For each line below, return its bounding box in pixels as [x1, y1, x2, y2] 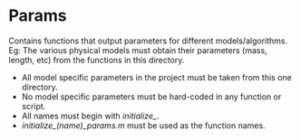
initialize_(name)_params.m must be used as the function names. [21, 119, 266, 131]
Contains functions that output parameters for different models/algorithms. [8, 35, 287, 46]
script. [21, 100, 46, 111]
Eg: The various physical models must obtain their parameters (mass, [8, 44, 268, 55]
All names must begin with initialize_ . [21, 110, 160, 121]
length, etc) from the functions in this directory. [8, 54, 185, 65]
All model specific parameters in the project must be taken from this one [21, 71, 292, 82]
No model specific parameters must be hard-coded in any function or [21, 91, 282, 102]
